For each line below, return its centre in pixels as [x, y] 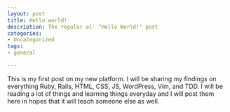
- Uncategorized [31, 40]
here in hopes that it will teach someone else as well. [83, 101]
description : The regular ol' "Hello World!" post [83, 27]
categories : [25, 33]
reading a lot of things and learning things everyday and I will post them [111, 93]
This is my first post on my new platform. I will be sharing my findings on [112, 78]
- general [22, 53]
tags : [15, 46]
